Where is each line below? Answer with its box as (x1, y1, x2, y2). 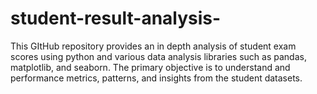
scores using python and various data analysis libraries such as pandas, (10, 50, 307, 62)
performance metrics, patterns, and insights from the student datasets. (10, 72, 303, 84)
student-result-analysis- (10, 7, 222, 30)
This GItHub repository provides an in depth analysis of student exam (10, 40, 297, 52)
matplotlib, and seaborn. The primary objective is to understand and (10, 61, 291, 73)
